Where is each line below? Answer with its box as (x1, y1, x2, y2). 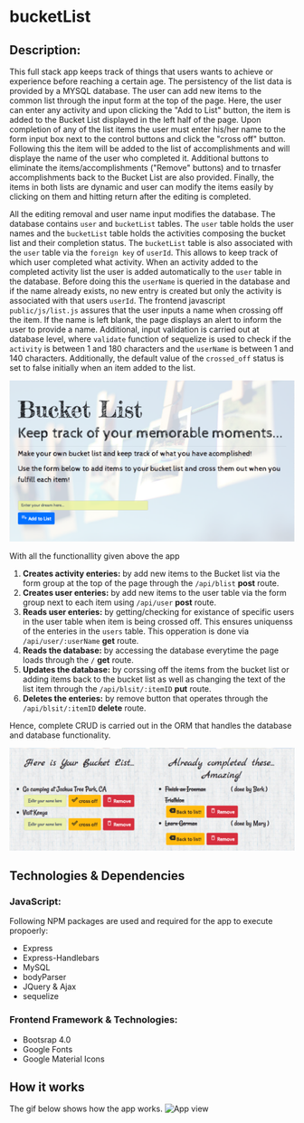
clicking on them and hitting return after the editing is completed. (9, 192, 252, 202)
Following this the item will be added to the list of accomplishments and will (9, 143, 290, 154)
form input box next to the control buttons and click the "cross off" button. (9, 134, 286, 144)
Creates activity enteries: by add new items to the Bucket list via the (22, 568, 280, 580)
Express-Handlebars (22, 952, 100, 964)
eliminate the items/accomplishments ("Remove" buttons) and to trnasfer (9, 163, 282, 173)
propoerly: (9, 925, 48, 937)
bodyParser (22, 972, 67, 983)
